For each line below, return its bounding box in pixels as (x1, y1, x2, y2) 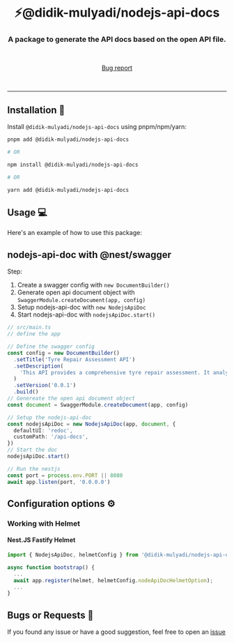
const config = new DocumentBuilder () (7, 349, 120, 356)
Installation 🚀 (7, 104, 65, 116)
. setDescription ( (13, 363, 64, 370)
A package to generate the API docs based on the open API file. (8, 35, 226, 45)
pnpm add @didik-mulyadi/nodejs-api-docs (7, 136, 130, 143)
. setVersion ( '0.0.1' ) (13, 382, 77, 389)
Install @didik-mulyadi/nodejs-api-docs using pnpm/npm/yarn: (7, 123, 187, 131)
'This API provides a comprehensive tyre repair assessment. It (19, 369, 210, 376)
